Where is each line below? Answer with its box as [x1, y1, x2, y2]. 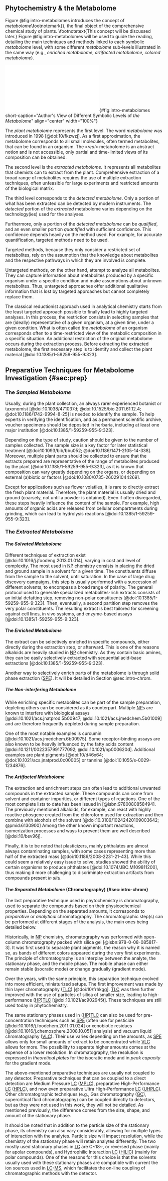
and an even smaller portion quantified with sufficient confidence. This [5, 226, 151, 232]
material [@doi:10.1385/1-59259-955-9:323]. [5, 351, 98, 357]
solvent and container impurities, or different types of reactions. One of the [5, 796, 160, 802]
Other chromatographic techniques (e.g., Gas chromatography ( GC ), [5, 1091, 146, 1097]
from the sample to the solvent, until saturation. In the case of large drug [5, 573, 155, 579]
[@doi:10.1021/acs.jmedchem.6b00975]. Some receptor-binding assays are [5, 735, 160, 741]
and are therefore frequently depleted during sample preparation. [5, 720, 140, 726]
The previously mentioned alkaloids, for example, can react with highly [5, 806, 151, 812]
